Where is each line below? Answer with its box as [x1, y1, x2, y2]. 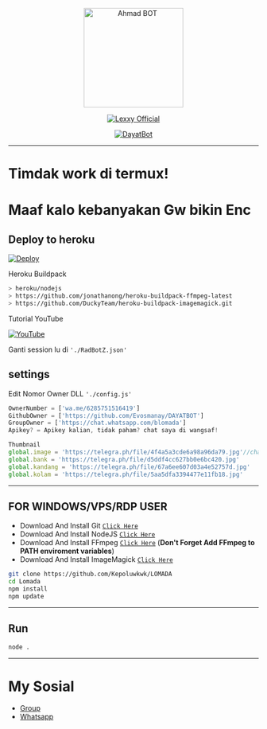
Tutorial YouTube [8, 314, 64, 323]
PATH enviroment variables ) [19, 546, 115, 556]
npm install [8, 585, 48, 593]
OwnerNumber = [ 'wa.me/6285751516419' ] [8, 404, 141, 412]
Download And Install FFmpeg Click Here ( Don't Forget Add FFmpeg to [19, 538, 256, 548]
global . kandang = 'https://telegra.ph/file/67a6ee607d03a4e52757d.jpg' [8, 462, 250, 471]
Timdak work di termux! [8, 165, 169, 183]
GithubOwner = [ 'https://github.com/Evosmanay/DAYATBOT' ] [8, 411, 204, 419]
